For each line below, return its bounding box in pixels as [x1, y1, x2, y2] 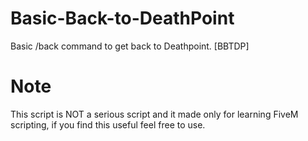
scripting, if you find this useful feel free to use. [10, 118, 206, 131]
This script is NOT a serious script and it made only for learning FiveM [10, 108, 299, 120]
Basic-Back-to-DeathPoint [10, 7, 235, 30]
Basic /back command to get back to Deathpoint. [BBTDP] [10, 40, 250, 52]
